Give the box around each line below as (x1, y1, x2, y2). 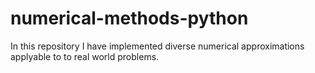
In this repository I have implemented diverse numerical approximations (10, 40, 305, 52)
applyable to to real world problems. (10, 50, 160, 62)
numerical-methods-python (10, 7, 249, 30)
